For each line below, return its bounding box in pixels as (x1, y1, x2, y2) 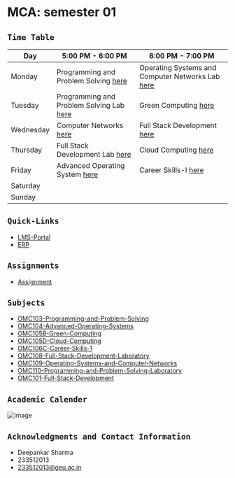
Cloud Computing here (138, 145, 214, 155)
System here (56, 169, 99, 179)
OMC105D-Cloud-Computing (17, 337, 101, 345)
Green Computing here (138, 101, 215, 110)
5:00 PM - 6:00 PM (62, 51, 127, 60)
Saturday (10, 181, 41, 190)
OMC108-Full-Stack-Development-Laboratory (17, 351, 150, 360)
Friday (10, 165, 31, 175)
